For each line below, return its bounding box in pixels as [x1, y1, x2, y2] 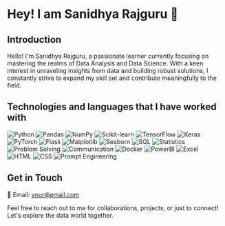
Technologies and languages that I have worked [7, 101, 217, 113]
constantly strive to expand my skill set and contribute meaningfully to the [7, 74, 217, 82]
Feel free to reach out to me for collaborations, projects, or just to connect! [7, 203, 219, 212]
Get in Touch [7, 172, 63, 184]
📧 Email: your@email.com [7, 190, 80, 198]
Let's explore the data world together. [7, 211, 114, 219]
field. [7, 81, 22, 89]
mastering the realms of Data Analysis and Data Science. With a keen [7, 59, 204, 68]
